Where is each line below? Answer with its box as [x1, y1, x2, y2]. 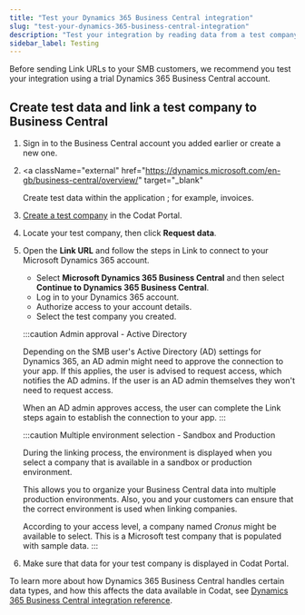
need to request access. [22, 385, 113, 396]
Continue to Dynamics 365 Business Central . [35, 283, 210, 293]
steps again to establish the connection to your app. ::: [22, 412, 227, 423]
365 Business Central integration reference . [9, 595, 173, 606]
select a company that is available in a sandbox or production [22, 457, 252, 468]
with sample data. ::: [22, 541, 99, 551]
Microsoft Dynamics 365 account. [22, 255, 150, 266]
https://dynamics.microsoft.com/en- [144, 165, 281, 176]
